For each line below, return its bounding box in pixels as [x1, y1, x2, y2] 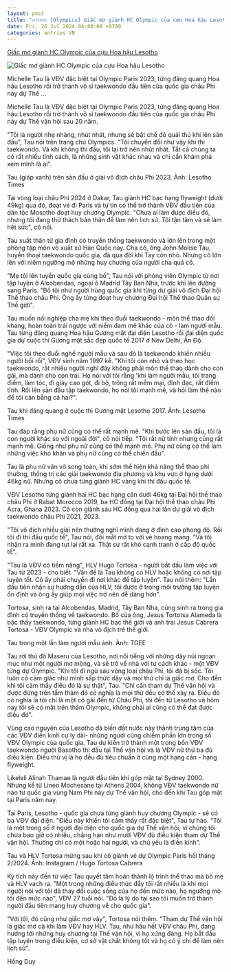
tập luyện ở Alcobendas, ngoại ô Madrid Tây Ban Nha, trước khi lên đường [7, 279, 217, 288]
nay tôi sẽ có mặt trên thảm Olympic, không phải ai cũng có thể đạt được [7, 703, 213, 712]
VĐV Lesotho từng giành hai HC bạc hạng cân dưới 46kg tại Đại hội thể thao [7, 490, 223, 499]
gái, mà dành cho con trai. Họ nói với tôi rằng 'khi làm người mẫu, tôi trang [7, 371, 217, 380]
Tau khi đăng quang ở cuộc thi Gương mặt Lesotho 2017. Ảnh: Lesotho [7, 407, 206, 415]
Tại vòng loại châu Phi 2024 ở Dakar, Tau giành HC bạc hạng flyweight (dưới [7, 194, 223, 202]
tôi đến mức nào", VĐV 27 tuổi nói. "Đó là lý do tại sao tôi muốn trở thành [7, 894, 213, 903]
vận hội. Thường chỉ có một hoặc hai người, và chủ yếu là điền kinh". [7, 839, 201, 847]
